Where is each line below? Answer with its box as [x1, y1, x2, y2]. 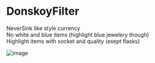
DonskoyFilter [6, 4, 80, 18]
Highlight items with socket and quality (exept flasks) [6, 37, 140, 45]
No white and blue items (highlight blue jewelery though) [6, 31, 149, 38]
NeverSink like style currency [6, 24, 81, 32]
